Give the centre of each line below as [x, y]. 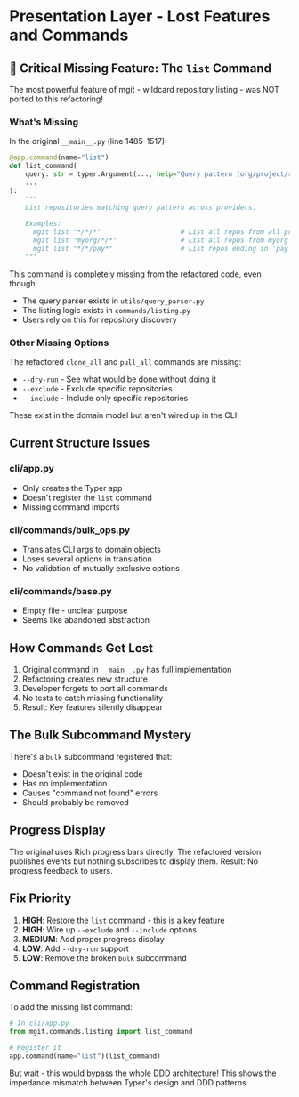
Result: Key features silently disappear [92, 707]
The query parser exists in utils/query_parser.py [113, 301]
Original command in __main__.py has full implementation [127, 670]
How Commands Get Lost [81, 648]
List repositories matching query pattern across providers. [141, 207]
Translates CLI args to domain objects [92, 549]
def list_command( [43, 166]
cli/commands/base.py [61, 591]
